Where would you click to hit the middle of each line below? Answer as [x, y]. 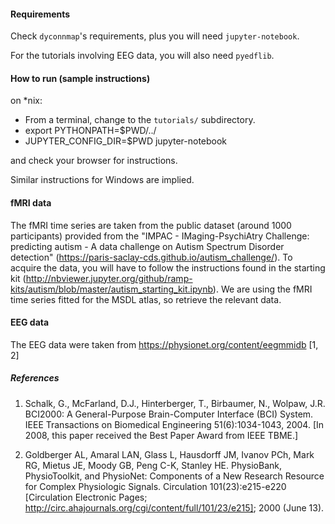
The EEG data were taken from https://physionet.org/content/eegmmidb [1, [164, 344]
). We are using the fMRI [262, 289]
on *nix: [26, 101]
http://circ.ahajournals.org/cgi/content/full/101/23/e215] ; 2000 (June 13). [174, 507]
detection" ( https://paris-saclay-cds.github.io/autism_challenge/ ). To [151, 257]
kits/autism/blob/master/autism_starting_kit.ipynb [111, 289]
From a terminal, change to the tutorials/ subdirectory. [140, 120]
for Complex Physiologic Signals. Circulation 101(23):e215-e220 [155, 486]
